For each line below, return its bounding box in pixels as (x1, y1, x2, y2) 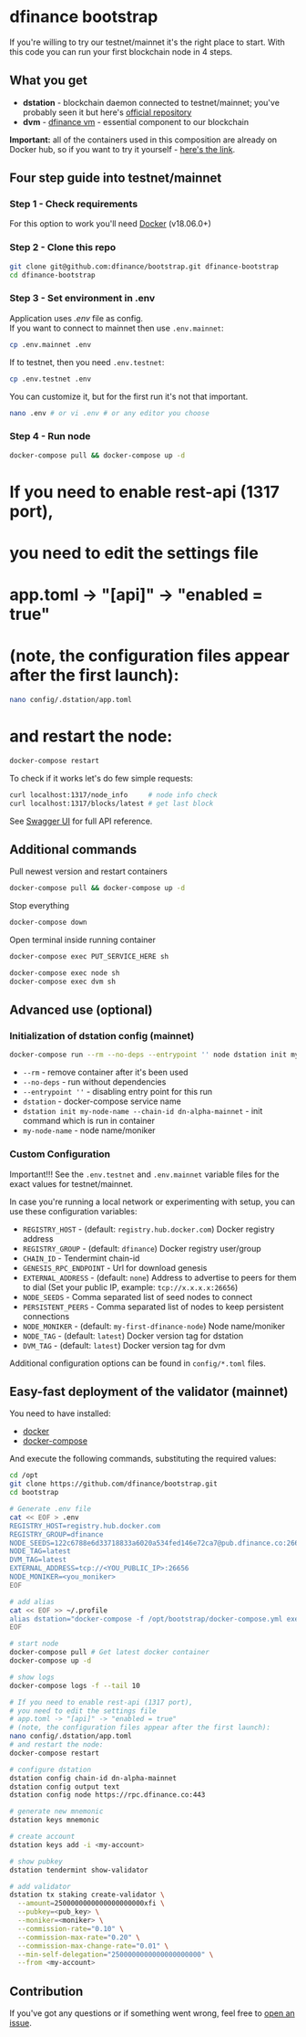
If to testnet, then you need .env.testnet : (9, 356, 165, 367)
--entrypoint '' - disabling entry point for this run (22, 1087, 213, 1097)
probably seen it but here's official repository (22, 107, 192, 118)
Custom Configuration (9, 1148, 111, 1160)
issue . (9, 2018, 32, 2029)
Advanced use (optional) (9, 1003, 153, 1018)
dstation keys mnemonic (9, 1815, 100, 1825)
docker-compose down (9, 918, 88, 928)
